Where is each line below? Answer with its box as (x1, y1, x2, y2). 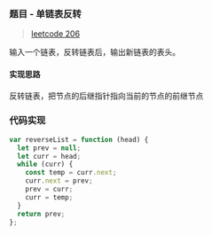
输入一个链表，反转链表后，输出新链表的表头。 (9, 47, 180, 58)
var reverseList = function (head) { (9, 135, 149, 144)
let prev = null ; (17, 144, 82, 153)
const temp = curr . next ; (25, 168, 117, 177)
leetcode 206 (30, 28, 81, 39)
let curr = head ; (17, 152, 82, 161)
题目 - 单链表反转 (9, 7, 82, 20)
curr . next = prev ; (25, 176, 93, 185)
